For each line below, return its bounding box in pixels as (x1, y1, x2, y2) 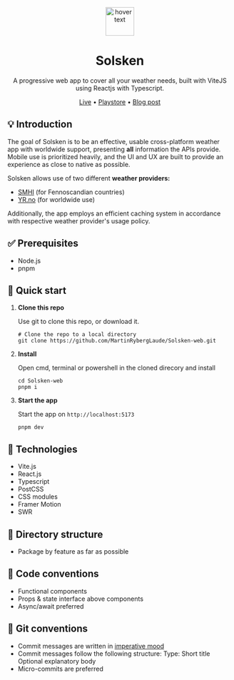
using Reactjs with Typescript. (75, 83, 165, 92)
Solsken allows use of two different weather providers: (7, 173, 171, 182)
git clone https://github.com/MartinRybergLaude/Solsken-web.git (17, 338, 216, 345)
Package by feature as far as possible (17, 547, 129, 556)
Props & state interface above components (17, 594, 144, 603)
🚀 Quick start (7, 284, 66, 296)
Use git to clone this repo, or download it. (17, 318, 140, 326)
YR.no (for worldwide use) (17, 195, 95, 203)
